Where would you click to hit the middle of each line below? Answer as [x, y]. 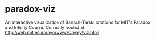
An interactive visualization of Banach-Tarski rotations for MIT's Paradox [78, 22]
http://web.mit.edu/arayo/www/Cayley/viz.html [52, 32]
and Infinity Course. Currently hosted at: [46, 27]
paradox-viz [30, 9]
